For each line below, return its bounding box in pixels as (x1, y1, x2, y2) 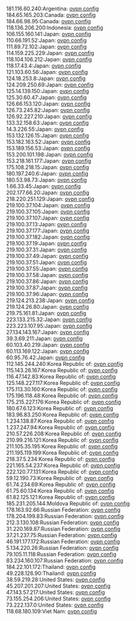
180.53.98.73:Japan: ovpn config (6, 176, 87, 183)
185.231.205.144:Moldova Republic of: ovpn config (6, 500, 130, 507)
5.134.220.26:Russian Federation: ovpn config (6, 545, 119, 551)
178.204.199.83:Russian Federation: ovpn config (6, 513, 124, 519)
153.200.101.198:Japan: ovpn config (6, 151, 94, 158)
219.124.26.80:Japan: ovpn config (6, 303, 89, 310)
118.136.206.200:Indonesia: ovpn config (6, 24, 103, 31)
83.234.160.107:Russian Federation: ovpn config (6, 557, 123, 564)
